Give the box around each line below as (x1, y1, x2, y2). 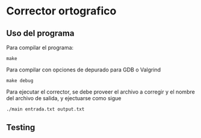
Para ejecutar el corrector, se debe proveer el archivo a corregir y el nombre (6, 88, 196, 95)
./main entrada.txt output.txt (6, 106, 85, 112)
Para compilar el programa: (6, 44, 74, 51)
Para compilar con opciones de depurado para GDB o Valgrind (6, 66, 161, 73)
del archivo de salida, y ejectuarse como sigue (6, 95, 122, 101)
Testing (6, 122, 36, 133)
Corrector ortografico (6, 4, 117, 18)
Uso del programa (6, 28, 75, 38)
